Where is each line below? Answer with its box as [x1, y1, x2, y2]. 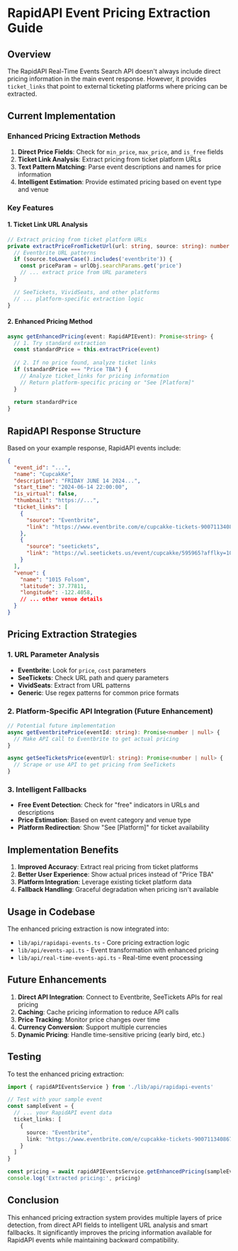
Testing [7, 1051, 42, 1063]
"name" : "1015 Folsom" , [20, 576, 91, 583]
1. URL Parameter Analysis [7, 650, 100, 660]
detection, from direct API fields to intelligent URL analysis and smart [7, 1221, 208, 1229]
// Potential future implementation [7, 722, 115, 729]
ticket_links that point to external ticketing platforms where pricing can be [7, 82, 228, 90]
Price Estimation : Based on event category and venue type [17, 816, 191, 825]
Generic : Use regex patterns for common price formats [17, 689, 179, 697]
